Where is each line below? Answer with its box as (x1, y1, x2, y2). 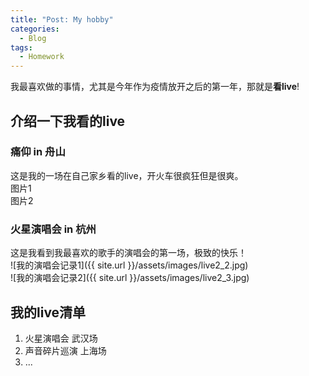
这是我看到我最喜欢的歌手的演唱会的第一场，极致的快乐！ (10, 247, 247, 259)
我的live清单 (10, 304, 87, 321)
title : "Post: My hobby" (10, 14, 114, 25)
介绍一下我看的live (10, 112, 126, 130)
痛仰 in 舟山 (10, 145, 66, 159)
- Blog (19, 33, 47, 43)
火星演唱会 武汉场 (24, 332, 98, 344)
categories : (10, 24, 60, 34)
